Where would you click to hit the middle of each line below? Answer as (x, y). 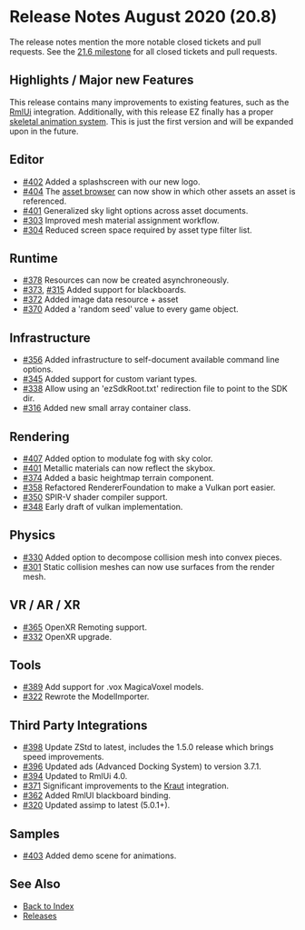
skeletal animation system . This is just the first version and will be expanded (151, 121)
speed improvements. (63, 757)
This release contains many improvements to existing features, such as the (149, 102)
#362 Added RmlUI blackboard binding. (96, 795)
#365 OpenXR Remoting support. (85, 627)
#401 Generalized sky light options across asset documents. (135, 210)
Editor (27, 160)
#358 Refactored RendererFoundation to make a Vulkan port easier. (149, 487)
